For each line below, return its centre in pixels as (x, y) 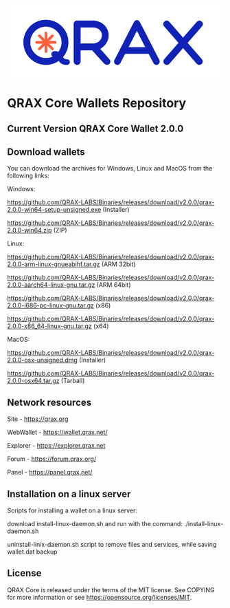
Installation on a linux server (69, 494)
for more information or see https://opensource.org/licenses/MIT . (100, 597)
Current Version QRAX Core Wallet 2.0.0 (95, 128)
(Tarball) (73, 381)
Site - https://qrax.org (38, 419)
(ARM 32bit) (118, 264)
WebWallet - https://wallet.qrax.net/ (57, 433)
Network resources (49, 402)
